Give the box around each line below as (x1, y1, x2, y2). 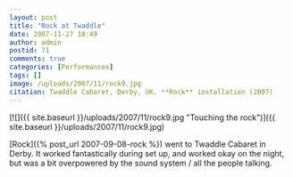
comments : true (9, 54, 66, 63)
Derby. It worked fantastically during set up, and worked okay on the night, (9, 148, 284, 158)
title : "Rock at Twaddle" (9, 21, 105, 30)
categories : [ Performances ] (9, 63, 114, 72)
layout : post (9, 12, 58, 22)
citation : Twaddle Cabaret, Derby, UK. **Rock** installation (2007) (9, 87, 274, 96)
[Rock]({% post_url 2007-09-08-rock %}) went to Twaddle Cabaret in (9, 139, 266, 149)
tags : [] (9, 71, 42, 80)
